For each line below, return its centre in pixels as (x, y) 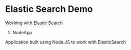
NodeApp (22, 32)
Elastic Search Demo (49, 9)
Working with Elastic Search (34, 23)
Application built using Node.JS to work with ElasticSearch (65, 42)
